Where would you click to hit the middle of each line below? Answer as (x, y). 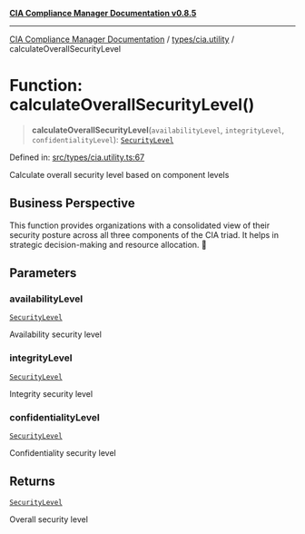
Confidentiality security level (63, 453)
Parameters (43, 273)
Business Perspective (72, 203)
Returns (33, 482)
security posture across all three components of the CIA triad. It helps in (144, 234)
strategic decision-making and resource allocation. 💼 (108, 244)
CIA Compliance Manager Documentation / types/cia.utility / (122, 39)
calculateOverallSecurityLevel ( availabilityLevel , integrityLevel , (158, 130)
